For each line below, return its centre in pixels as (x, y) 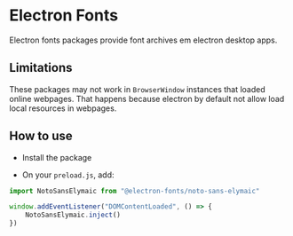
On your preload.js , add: (68, 175)
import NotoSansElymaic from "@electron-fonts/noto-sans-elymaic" (135, 191)
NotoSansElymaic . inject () (73, 215)
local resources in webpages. (63, 108)
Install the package (57, 157)
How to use (41, 136)
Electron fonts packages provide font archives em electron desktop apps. (143, 40)
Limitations (41, 68)
